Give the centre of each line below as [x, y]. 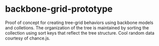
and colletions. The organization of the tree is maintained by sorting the [77, 27]
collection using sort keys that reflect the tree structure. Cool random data [80, 33]
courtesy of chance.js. [28, 38]
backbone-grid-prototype [59, 9]
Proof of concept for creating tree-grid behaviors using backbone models [79, 23]
